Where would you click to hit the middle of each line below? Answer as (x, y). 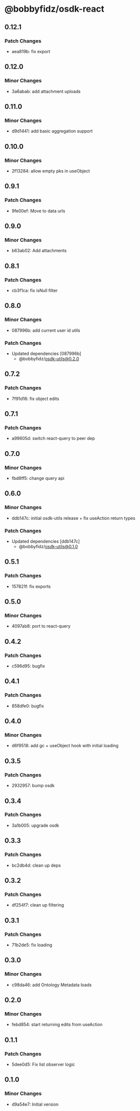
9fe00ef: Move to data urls (38, 211)
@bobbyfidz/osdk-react (54, 9)
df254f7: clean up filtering (38, 905)
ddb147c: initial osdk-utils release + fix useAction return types (73, 518)
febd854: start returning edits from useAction (57, 1025)
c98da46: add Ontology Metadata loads (52, 985)
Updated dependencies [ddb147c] (46, 541)
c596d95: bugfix (28, 666)
